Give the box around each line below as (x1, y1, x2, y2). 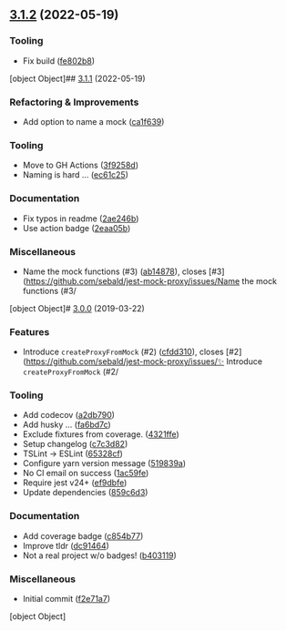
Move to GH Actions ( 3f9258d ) (22, 159, 139, 171)
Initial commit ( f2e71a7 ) (22, 594, 111, 605)
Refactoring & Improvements (9, 96, 139, 108)
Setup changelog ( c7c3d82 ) (22, 439, 128, 450)
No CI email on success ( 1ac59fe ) (22, 468, 149, 479)
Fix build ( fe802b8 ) (22, 55, 96, 66)
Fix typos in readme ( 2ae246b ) (22, 213, 139, 224)
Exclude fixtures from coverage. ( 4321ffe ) (22, 429, 179, 440)
